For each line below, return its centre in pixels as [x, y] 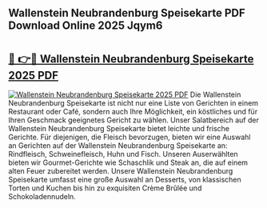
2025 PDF [33, 75]
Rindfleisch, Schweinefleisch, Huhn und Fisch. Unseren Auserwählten [123, 154]
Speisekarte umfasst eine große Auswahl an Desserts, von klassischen [125, 180]
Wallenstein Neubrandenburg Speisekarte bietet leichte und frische [119, 128]
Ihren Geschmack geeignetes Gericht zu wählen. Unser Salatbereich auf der [134, 120]
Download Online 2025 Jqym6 [86, 26]
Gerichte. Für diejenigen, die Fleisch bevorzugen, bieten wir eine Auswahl [130, 137]
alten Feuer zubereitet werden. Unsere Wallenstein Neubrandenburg [121, 171]
